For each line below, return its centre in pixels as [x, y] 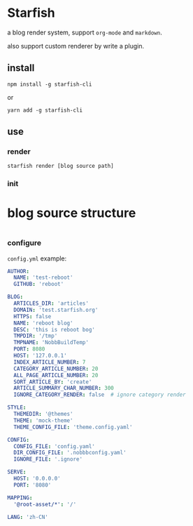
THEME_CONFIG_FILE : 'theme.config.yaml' [73, 427]
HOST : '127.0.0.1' [41, 356]
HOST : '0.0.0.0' [37, 479]
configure [24, 243]
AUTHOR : [19, 271]
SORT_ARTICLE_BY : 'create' [53, 382]
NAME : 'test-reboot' [43, 278]
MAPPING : [20, 498]
